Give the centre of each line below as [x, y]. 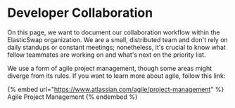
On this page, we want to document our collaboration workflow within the [114, 32]
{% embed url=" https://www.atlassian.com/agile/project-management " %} [116, 89]
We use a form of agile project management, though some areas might [110, 68]
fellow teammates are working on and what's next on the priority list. [107, 55]
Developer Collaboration [80, 13]
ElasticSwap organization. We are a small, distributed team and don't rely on [118, 39]
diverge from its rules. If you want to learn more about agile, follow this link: [116, 76]
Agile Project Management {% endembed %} [73, 97]
